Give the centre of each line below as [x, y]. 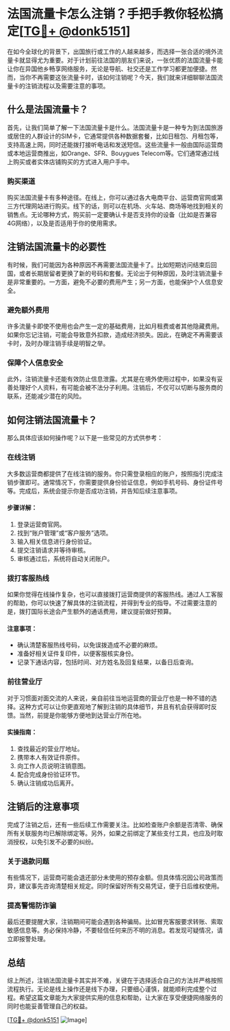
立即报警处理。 [28, 939]
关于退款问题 [28, 861]
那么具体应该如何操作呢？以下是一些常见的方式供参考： [85, 438]
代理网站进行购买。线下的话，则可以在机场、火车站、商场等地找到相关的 [121, 206]
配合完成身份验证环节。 [50, 774]
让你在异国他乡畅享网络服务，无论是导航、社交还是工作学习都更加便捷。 [109, 69]
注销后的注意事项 [43, 807]
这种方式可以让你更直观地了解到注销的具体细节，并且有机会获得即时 [115, 706]
